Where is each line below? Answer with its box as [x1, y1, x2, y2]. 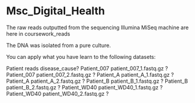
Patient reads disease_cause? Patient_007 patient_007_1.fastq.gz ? [6, 64, 168, 72]
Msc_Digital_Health [6, 4, 106, 18]
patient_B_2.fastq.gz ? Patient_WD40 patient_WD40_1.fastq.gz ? [6, 83, 163, 90]
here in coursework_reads [6, 30, 70, 37]
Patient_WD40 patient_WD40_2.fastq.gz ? [6, 90, 109, 97]
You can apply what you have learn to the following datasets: [6, 53, 156, 60]
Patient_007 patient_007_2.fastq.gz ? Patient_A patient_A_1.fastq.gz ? [6, 71, 174, 78]
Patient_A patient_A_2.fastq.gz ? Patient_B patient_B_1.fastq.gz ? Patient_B [6, 77, 188, 85]
